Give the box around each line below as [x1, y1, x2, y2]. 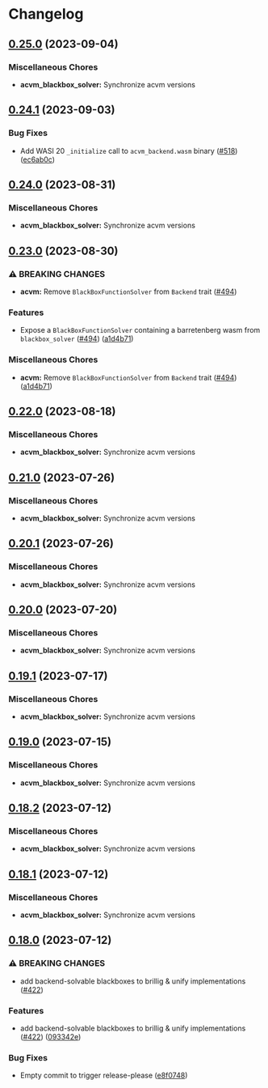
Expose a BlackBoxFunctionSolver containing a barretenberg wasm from [19, 325, 261, 335]
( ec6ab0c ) [19, 155, 55, 164]
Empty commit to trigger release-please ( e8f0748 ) [19, 1070, 188, 1081]
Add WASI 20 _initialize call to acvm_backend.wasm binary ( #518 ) [19, 146, 238, 155]
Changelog [8, 5, 84, 23]
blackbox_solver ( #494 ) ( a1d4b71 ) [19, 334, 134, 344]
